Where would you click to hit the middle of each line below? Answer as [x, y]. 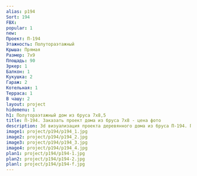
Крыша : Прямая [23, 50]
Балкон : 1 [18, 72]
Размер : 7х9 [21, 55]
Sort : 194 [18, 17]
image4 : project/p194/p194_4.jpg [47, 148]
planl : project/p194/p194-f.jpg [45, 164]
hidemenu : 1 [21, 110]
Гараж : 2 [17, 83]
